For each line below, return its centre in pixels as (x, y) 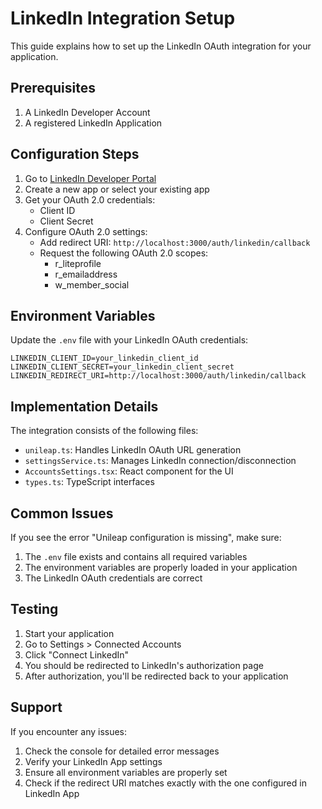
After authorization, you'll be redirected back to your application (156, 676)
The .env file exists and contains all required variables (136, 556)
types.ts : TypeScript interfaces (89, 482)
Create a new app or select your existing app (117, 189)
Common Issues (62, 513)
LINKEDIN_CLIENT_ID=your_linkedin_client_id (104, 358)
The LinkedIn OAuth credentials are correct (113, 578)
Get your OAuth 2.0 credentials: (90, 199)
